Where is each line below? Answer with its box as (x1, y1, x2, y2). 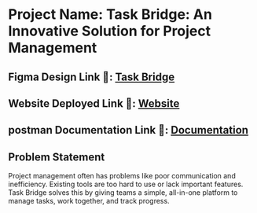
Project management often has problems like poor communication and (8, 171, 236, 181)
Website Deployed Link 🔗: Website (8, 97, 180, 110)
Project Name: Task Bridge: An (8, 6, 212, 24)
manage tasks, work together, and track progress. (8, 196, 171, 206)
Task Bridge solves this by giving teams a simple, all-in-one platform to (8, 188, 238, 197)
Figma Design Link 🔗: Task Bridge (8, 70, 175, 83)
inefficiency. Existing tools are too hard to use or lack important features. (8, 179, 244, 189)
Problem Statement (8, 150, 105, 163)
